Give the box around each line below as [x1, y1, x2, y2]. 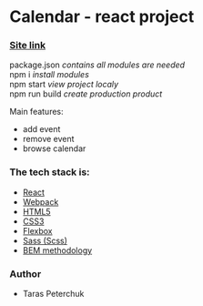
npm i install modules [9, 69, 89, 80]
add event [22, 124, 61, 135]
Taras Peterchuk [22, 289, 85, 300]
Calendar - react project [9, 6, 195, 27]
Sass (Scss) [22, 235, 68, 246]
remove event [22, 134, 75, 145]
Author [9, 267, 42, 280]
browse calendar [22, 143, 86, 154]
